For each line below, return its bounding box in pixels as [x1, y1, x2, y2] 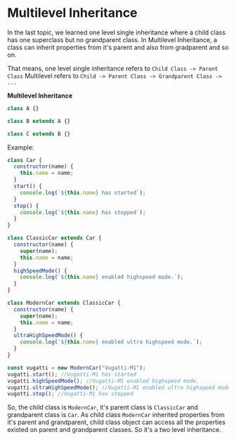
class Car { [7, 157, 42, 164]
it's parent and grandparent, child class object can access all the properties [7, 418, 226, 426]
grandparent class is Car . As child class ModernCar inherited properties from [7, 411, 225, 419]
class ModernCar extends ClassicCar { [7, 300, 121, 307]
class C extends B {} [7, 130, 71, 138]
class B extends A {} [7, 117, 71, 124]
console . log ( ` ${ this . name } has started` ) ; [20, 189, 146, 196]
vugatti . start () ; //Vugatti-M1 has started [7, 371, 137, 378]
